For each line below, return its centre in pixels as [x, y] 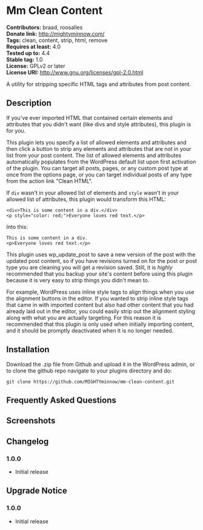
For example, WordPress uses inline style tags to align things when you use [100, 292]
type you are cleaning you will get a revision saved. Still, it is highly [89, 267]
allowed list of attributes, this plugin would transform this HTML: [86, 199]
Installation [28, 350]
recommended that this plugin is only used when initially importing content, [100, 324]
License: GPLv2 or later [36, 66]
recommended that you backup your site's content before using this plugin [99, 274]
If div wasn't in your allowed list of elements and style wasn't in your [93, 193]
